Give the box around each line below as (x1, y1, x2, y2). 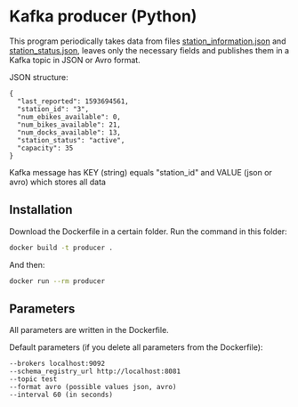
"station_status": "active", (17, 135, 125, 144)
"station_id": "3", (17, 104, 90, 113)
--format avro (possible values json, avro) (9, 383, 177, 392)
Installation (9, 202, 73, 217)
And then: (9, 259, 45, 270)
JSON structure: (9, 71, 68, 82)
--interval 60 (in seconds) (9, 390, 114, 400)
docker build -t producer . (9, 243, 114, 252)
